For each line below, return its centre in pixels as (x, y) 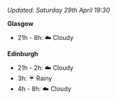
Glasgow (20, 23)
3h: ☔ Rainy (35, 78)
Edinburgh (23, 54)
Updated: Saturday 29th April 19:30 (58, 10)
